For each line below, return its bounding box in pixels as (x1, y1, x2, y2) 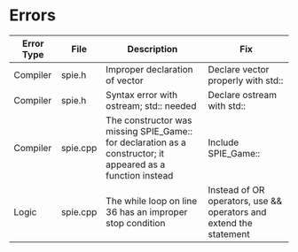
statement (208, 227, 250, 240)
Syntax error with (106, 88, 178, 101)
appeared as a (106, 158, 166, 171)
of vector (106, 74, 144, 87)
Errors (9, 5, 56, 26)
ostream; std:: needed (106, 99, 197, 111)
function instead (106, 169, 174, 181)
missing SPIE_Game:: (106, 125, 193, 137)
